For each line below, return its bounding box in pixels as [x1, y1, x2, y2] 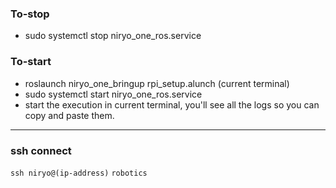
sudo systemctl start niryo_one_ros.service [24, 88, 203, 100]
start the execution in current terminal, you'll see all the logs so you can [24, 98, 320, 111]
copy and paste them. [24, 109, 115, 121]
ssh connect [10, 143, 72, 157]
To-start [10, 55, 52, 69]
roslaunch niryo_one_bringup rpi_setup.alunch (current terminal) [24, 77, 290, 89]
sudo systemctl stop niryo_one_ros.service [24, 30, 202, 42]
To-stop [10, 7, 50, 21]
